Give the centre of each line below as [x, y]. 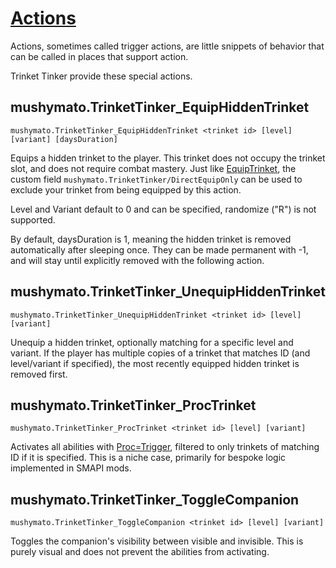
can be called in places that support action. [99, 56]
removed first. [39, 374]
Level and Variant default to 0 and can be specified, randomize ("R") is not [163, 209]
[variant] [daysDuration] [64, 139]
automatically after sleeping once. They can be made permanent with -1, [159, 249]
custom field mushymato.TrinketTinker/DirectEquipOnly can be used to [156, 179]
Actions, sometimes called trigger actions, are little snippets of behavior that [167, 46]
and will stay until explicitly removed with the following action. [137, 260]
